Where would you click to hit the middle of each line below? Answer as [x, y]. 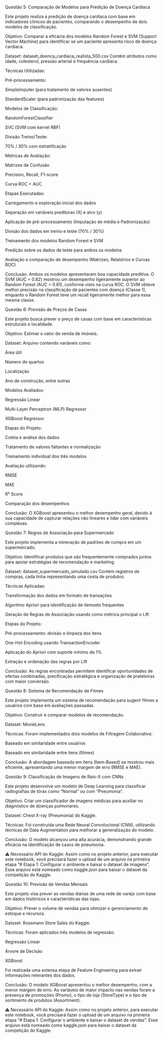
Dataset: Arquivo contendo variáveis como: [48, 343]
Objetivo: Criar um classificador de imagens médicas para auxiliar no [74, 801]
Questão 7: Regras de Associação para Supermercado [60, 533]
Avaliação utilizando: [26, 466]
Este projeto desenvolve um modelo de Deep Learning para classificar [75, 786]
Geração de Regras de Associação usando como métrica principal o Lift [77, 614]
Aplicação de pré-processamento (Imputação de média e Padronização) [77, 222]
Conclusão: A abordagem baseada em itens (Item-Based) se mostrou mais [80, 762]
